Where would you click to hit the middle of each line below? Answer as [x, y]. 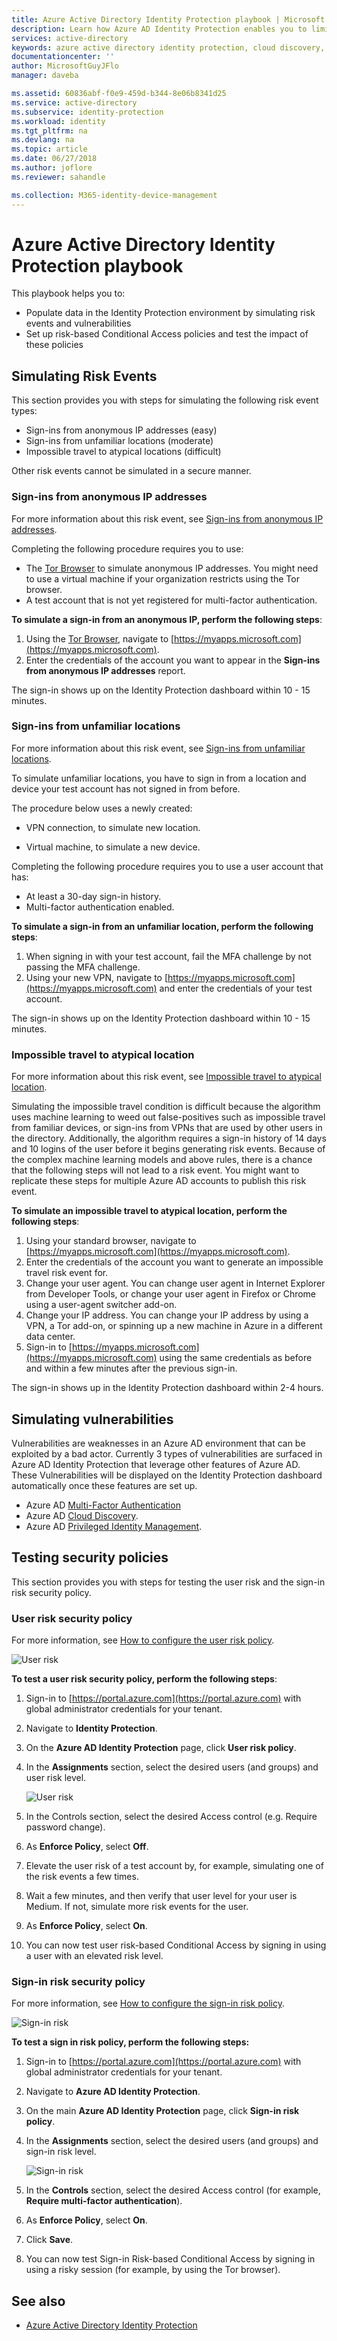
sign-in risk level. [61, 2152]
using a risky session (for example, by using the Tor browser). [153, 2270]
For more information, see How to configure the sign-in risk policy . [148, 2003]
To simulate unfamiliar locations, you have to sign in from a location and [159, 778]
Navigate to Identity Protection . [91, 1728]
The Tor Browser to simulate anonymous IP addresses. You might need [172, 568]
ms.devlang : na [43, 140]
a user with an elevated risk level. [94, 1956]
